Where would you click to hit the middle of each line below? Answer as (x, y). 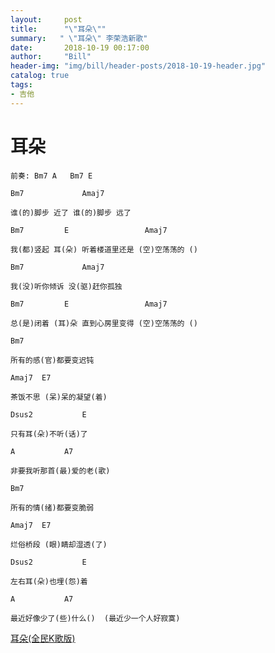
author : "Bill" (51, 57)
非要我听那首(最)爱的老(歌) (60, 471)
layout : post (46, 19)
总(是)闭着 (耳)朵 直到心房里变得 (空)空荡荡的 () (104, 323)
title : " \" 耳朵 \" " (58, 29)
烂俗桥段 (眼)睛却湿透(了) (59, 544)
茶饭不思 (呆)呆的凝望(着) (59, 397)
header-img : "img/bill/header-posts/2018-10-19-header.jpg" (138, 66)
